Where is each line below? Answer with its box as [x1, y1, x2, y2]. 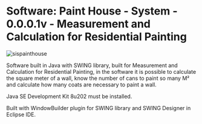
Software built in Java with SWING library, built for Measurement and [6, 62, 178, 69]
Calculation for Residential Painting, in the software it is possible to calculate [6, 68, 197, 75]
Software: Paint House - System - [6, 4, 178, 18]
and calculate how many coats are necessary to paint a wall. [6, 80, 157, 88]
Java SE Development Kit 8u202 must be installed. [6, 93, 132, 100]
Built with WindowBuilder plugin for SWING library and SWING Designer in [6, 104, 191, 111]
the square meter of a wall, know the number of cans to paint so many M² [6, 74, 190, 82]
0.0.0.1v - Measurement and [6, 17, 151, 31]
